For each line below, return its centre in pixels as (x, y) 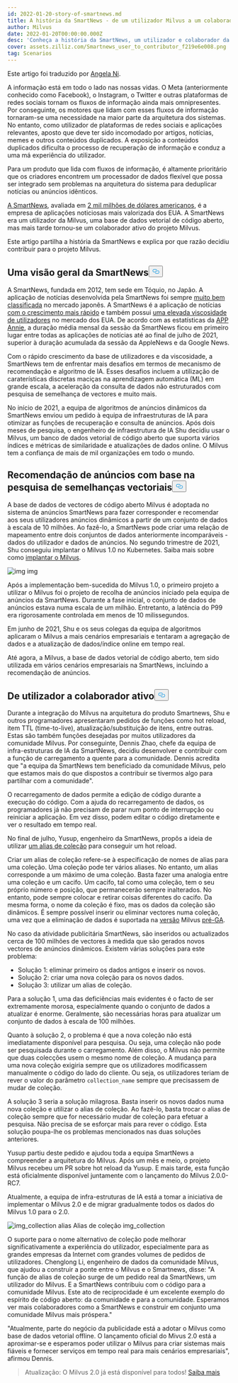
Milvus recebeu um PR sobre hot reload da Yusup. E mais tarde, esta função (119, 1168)
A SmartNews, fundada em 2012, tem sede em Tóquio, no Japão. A (105, 290)
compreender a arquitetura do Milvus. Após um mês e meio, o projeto (109, 1160)
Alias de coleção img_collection (119, 1226)
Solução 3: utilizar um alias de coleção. (75, 985)
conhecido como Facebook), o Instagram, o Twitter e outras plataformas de (118, 95)
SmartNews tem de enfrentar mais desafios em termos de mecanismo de (114, 364)
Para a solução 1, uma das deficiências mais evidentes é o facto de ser (110, 999)
